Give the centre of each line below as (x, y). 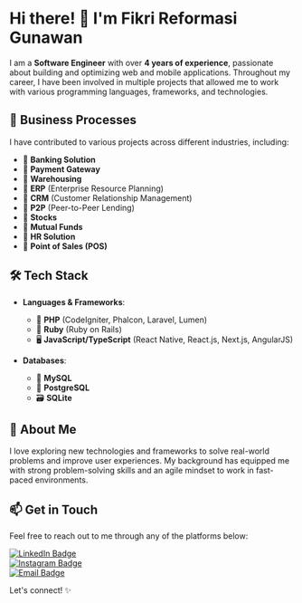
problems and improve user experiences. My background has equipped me (150, 461)
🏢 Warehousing (52, 178)
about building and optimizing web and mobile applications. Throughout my (150, 72)
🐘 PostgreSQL (63, 388)
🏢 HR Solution (49, 236)
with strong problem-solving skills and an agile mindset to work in (132, 471)
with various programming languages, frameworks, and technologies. (139, 91)
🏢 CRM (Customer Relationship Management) (107, 197)
